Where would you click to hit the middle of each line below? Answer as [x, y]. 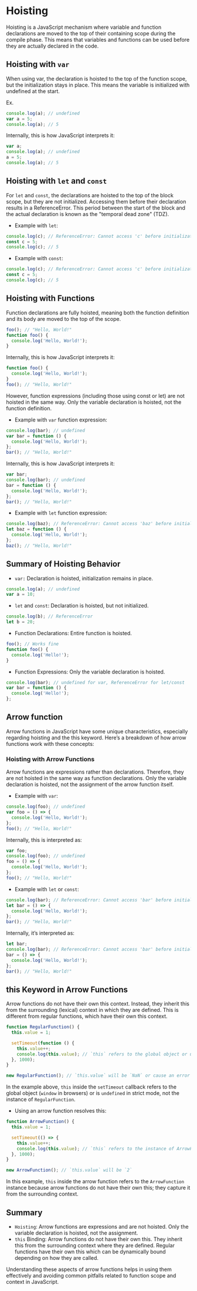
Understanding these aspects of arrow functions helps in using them [89, 1269]
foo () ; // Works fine [33, 644]
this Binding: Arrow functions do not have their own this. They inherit [98, 1239]
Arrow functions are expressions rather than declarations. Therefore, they [95, 772]
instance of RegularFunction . [41, 1100]
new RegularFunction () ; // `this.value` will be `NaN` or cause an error [98, 1076]
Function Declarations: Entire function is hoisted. [73, 633]
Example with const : [39, 258]
